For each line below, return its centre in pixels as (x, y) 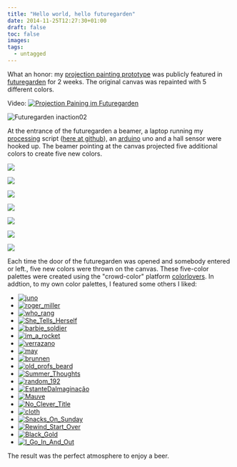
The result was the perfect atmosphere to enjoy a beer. (88, 456)
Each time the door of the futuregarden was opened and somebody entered (119, 261)
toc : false (24, 34)
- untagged (30, 54)
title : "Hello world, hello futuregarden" (71, 14)
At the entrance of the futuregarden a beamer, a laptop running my (105, 131)
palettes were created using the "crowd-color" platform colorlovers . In (111, 276)
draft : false (27, 27)
